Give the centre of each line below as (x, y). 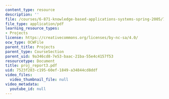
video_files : (19, 75)
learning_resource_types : (32, 28)
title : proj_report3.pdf (31, 65)
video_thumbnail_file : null (39, 79)
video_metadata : (22, 84)
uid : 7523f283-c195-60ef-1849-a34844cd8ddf (52, 70)
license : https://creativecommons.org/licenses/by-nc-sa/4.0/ (72, 38)
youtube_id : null (28, 89)
